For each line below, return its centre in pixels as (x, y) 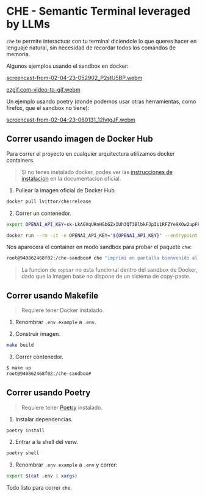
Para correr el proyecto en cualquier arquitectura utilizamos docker (91, 153)
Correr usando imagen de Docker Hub (80, 139)
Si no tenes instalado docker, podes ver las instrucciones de (97, 172)
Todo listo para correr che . (39, 488)
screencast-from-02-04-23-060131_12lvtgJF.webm (71, 120)
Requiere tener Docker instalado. (63, 310)
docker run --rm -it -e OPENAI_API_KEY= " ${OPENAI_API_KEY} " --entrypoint (102, 235)
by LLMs (28, 24)
